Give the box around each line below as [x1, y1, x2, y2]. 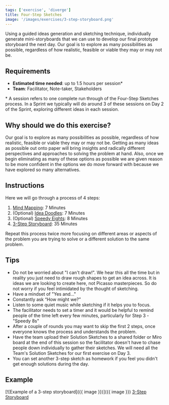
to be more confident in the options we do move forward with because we [5, 161, 159, 167]
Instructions [5, 181, 44, 190]
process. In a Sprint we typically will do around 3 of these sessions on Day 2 [5, 101, 164, 107]
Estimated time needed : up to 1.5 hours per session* [12, 80, 123, 87]
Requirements [5, 67, 50, 75]
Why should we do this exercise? [5, 121, 111, 130]
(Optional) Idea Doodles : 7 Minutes [12, 210, 85, 216]
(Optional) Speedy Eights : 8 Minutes [12, 215, 88, 221]
